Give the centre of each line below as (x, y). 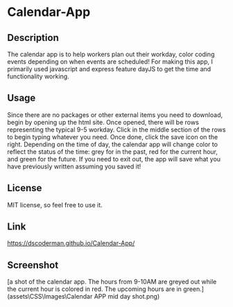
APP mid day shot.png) (127, 297)
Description (33, 38)
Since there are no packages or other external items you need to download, (115, 114)
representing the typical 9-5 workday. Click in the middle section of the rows (116, 130)
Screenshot (33, 265)
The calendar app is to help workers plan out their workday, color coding (111, 54)
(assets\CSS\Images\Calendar (50, 297)
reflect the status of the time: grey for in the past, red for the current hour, (113, 151)
